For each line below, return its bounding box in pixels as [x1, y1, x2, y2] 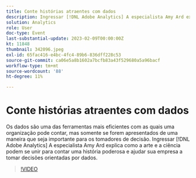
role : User [6, 25, 33, 31]
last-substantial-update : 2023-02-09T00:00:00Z [6, 36, 124, 41]
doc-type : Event [6, 30, 45, 36]
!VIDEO [20, 166, 38, 173]
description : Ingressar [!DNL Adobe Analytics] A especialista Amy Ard [6, 14, 184, 20]
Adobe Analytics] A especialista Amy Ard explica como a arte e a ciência [6, 142, 181, 149]
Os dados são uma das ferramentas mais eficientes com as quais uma [6, 123, 175, 130]
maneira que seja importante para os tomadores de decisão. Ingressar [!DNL [6, 135, 190, 143]
